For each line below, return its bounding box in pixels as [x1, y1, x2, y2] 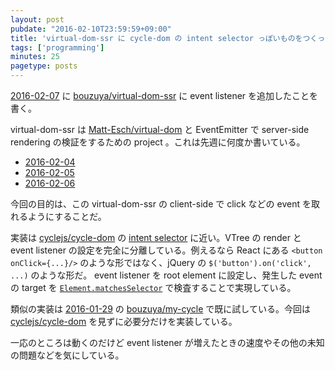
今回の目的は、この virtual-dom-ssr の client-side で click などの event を [10, 198, 312, 210]
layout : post [10, 14, 65, 25]
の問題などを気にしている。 [10, 349, 125, 361]
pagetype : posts [10, 61, 78, 71]
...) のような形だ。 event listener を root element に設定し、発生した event [10, 269, 323, 281]
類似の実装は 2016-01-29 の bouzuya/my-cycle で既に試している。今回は [10, 303, 311, 315]
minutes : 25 [10, 52, 60, 62]
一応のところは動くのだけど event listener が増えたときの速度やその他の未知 [10, 337, 325, 348]
